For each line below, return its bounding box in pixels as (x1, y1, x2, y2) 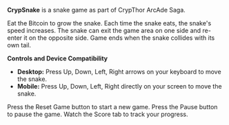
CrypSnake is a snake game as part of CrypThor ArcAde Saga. (7, 6, 186, 14)
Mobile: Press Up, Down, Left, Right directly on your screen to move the (17, 82, 222, 90)
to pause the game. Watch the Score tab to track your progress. (7, 110, 188, 118)
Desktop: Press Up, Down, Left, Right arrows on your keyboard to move (17, 68, 222, 76)
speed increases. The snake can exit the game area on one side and (7, 27, 201, 34)
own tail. (7, 41, 32, 49)
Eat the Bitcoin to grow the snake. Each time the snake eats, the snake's (7, 19, 212, 27)
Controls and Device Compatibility (7, 54, 108, 62)
